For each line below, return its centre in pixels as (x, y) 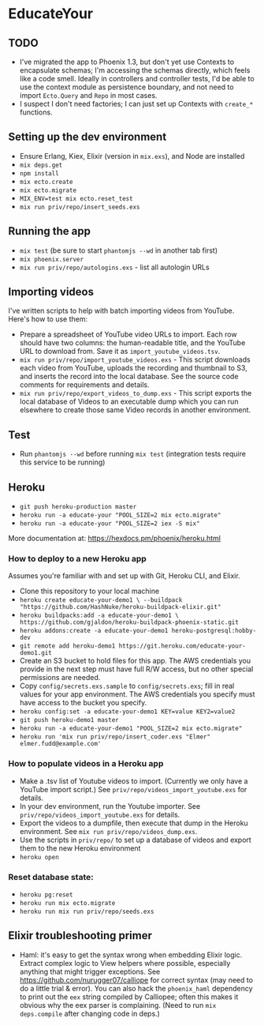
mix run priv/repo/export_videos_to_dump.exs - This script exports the (136, 393)
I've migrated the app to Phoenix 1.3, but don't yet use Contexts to (127, 62)
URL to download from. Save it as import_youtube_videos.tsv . (120, 351)
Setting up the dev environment (87, 137)
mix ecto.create (46, 182)
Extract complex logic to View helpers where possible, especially (125, 963)
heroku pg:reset (46, 894)
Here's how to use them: (48, 319)
